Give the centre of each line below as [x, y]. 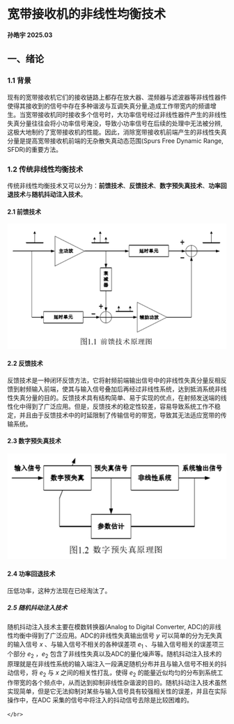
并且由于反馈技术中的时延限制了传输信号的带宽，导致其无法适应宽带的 [120, 415]
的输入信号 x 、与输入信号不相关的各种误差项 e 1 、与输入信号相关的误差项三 [116, 645]
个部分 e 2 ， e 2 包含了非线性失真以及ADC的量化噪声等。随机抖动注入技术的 [115, 655]
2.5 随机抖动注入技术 [37, 608]
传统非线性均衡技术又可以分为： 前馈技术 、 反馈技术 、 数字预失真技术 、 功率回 [117, 185]
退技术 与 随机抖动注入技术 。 [47, 194]
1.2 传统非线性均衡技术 [45, 169]
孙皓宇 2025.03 [30, 35]
